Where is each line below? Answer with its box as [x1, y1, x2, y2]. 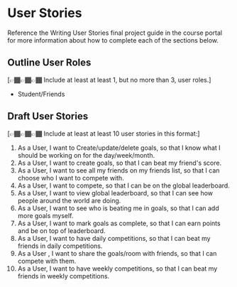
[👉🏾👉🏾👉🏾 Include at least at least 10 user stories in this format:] [7, 129, 200, 138]
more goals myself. [17, 211, 74, 220]
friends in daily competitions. [17, 242, 103, 250]
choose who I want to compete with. [17, 173, 124, 182]
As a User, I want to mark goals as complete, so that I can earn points [17, 219, 221, 227]
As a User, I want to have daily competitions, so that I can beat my [17, 234, 211, 242]
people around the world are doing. [17, 196, 121, 205]
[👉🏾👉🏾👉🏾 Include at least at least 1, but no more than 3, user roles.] [7, 75, 211, 84]
